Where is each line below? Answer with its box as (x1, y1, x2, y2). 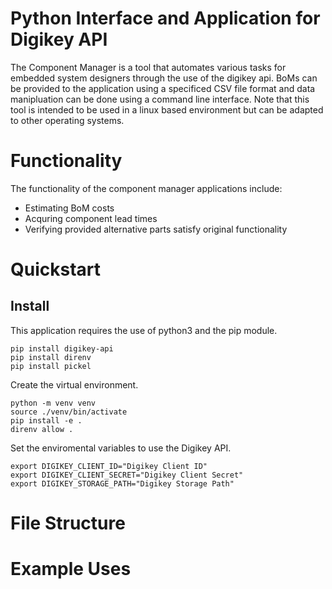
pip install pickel (10, 361, 92, 371)
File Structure (10, 512, 126, 535)
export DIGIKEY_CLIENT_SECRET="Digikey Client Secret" (10, 470, 244, 480)
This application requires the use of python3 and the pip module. (10, 324, 278, 336)
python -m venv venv (10, 398, 97, 408)
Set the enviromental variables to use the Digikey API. (10, 442, 232, 454)
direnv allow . (10, 424, 74, 434)
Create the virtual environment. (10, 378, 139, 391)
